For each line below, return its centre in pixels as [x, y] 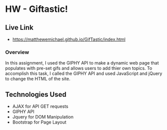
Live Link [19, 28]
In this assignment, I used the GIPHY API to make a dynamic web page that [82, 63]
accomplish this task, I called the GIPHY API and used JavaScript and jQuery [84, 73]
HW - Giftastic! [37, 9]
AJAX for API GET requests [40, 106]
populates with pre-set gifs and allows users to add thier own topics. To [79, 68]
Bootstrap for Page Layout [39, 122]
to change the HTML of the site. [38, 79]
